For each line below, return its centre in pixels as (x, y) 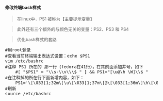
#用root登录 (18, 50)
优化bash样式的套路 (37, 40)
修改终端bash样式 (23, 7)
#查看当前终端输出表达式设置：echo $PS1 (48, 56)
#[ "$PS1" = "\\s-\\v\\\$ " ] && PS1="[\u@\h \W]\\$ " (82, 72)
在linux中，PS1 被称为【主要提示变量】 (56, 19)
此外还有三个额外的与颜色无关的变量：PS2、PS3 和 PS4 (73, 29)
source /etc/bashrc (28, 94)
